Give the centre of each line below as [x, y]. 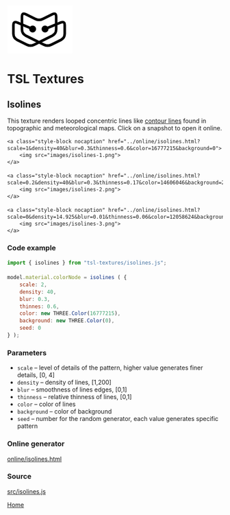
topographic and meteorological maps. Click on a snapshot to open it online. [115, 128]
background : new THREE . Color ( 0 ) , [67, 321]
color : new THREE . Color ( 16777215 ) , [70, 313]
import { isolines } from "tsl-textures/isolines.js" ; [87, 263]
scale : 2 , [34, 285]
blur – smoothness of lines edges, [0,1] [72, 390]
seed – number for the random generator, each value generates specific [118, 419]
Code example [31, 248]
